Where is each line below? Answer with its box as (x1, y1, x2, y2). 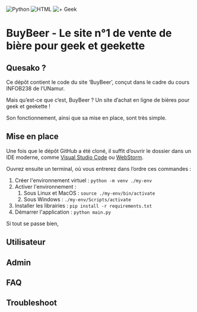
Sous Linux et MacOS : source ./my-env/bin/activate (23, 189, 155, 196)
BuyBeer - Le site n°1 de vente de (6, 27, 172, 40)
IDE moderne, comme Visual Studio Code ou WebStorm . (6, 154, 144, 161)
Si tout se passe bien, (6, 220, 59, 227)
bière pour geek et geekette (6, 39, 145, 53)
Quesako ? (6, 63, 46, 73)
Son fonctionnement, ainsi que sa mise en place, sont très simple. (6, 114, 167, 121)
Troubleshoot (6, 298, 58, 308)
